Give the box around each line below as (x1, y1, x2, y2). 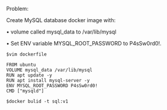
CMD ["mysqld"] (6, 88, 44, 94)
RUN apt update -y (6, 72, 52, 78)
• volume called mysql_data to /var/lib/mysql (6, 28, 117, 35)
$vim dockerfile (6, 51, 47, 57)
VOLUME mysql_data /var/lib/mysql (6, 67, 93, 73)
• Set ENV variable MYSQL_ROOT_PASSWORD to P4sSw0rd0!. (6, 40, 162, 47)
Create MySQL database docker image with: (6, 17, 116, 23)
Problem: (6, 5, 29, 12)
